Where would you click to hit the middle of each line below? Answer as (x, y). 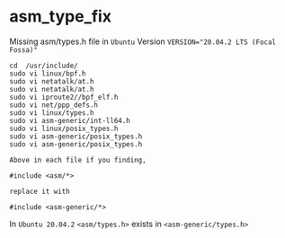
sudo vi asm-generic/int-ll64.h (70, 120)
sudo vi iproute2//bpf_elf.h (64, 97)
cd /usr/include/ (44, 66)
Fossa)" (24, 50)
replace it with (40, 191)
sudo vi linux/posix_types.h (64, 128)
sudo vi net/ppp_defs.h (54, 105)
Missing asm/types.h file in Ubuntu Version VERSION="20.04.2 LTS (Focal (143, 41)
